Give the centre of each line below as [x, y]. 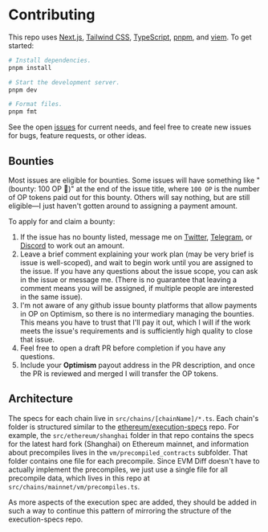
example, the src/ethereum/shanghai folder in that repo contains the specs [131, 435]
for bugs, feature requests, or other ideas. [77, 136]
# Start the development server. [64, 82]
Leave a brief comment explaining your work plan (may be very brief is [137, 254]
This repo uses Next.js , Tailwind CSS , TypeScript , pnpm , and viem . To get [130, 37]
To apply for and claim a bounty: [62, 221]
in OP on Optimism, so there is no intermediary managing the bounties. [137, 314]
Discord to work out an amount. [72, 246]
